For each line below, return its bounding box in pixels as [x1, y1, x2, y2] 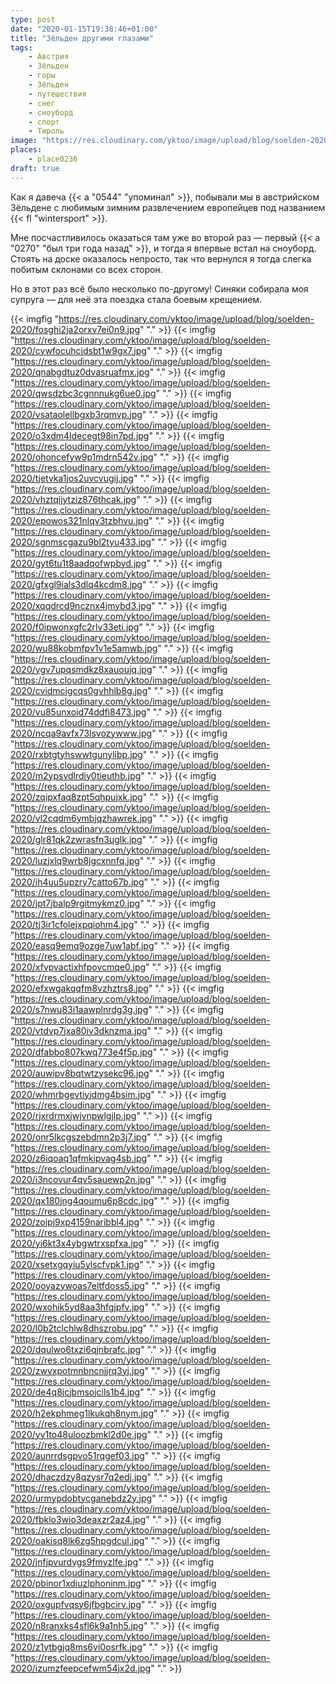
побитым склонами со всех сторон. [10, 263, 163, 275]
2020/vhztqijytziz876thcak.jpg [10, 493, 137, 505]
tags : [10, 42, 33, 53]
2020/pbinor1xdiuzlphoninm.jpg [10, 1577, 142, 1589]
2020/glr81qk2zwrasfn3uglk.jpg [10, 833, 143, 845]
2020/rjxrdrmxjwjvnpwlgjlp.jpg [10, 1109, 137, 1121]
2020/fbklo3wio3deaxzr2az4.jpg [10, 1513, 147, 1525]
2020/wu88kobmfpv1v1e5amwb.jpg [10, 642, 158, 654]
